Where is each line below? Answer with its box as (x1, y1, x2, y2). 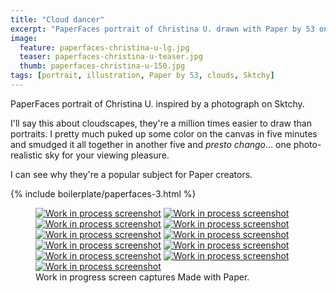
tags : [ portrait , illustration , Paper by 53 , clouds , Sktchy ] (10, 71, 275, 81)
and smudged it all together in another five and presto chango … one (10, 138, 292, 150)
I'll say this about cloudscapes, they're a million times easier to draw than (10, 117, 312, 129)
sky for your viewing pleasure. (44, 149, 170, 161)
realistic (10, 149, 43, 161)
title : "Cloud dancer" (10, 14, 105, 25)
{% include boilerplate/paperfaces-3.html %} (10, 187, 197, 200)
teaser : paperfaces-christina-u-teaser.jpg (19, 52, 203, 62)
